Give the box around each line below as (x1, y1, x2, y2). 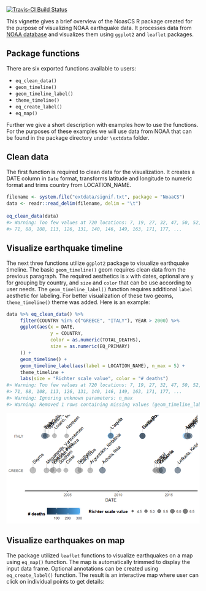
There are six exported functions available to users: (6, 64, 137, 72)
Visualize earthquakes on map (6, 535, 125, 546)
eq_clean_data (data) (6, 213, 59, 219)
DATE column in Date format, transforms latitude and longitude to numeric (6, 175, 193, 182)
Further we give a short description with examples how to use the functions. (6, 121, 199, 128)
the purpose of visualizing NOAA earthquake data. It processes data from (6, 25, 192, 31)
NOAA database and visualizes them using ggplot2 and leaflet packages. (6, 31, 194, 38)
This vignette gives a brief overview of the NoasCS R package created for (6, 18, 193, 25)
